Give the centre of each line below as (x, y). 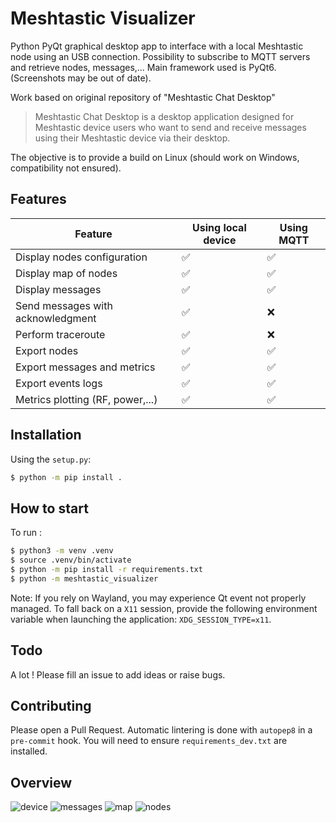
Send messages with (64, 305)
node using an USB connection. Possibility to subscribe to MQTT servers (160, 56)
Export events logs (59, 383)
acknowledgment (56, 318)
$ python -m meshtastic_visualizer (84, 578)
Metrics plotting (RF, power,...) (86, 399)
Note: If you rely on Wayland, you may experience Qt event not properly (158, 598)
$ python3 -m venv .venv (62, 551)
